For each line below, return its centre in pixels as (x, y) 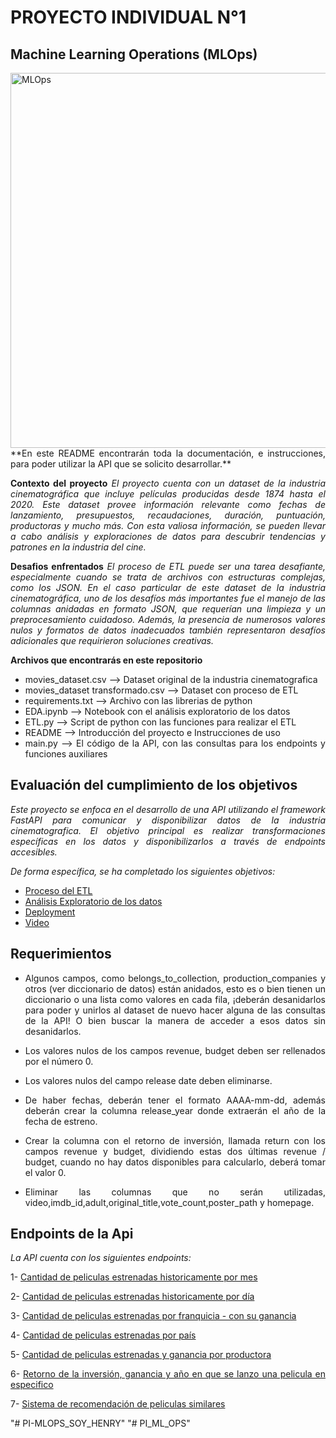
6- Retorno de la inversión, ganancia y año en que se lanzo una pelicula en (168, 1374)
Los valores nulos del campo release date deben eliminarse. (148, 1080)
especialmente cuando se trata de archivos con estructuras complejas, (168, 577)
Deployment (50, 912)
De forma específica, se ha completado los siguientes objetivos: (143, 871)
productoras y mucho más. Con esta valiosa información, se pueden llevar (168, 525)
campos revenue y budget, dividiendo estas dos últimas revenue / (175, 1151)
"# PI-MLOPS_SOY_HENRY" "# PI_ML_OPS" (100, 1423)
